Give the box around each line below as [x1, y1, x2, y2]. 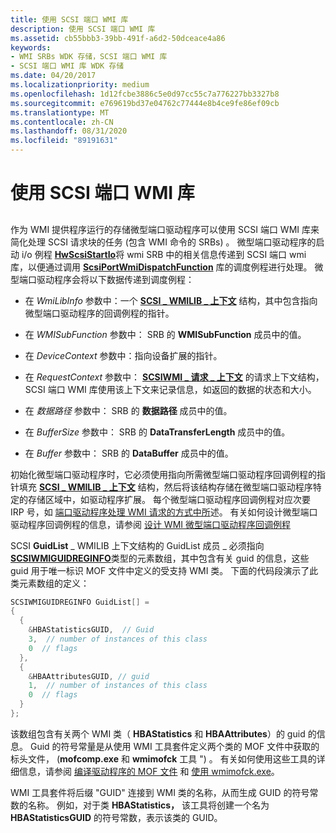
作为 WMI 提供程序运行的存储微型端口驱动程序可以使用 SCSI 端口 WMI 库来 [10, 223, 320, 235]
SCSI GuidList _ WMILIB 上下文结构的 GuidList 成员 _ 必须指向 [10, 539, 265, 551]
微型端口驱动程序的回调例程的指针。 [24, 307, 175, 319]
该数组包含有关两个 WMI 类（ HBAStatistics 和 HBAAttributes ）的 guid [10, 727, 306, 740]
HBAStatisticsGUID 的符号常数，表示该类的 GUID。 [10, 811, 223, 823]
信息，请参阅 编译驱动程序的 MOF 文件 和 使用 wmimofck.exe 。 [18, 765, 280, 777]
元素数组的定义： [18, 577, 90, 589]
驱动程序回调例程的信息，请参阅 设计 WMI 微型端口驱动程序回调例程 [10, 518, 292, 530]
